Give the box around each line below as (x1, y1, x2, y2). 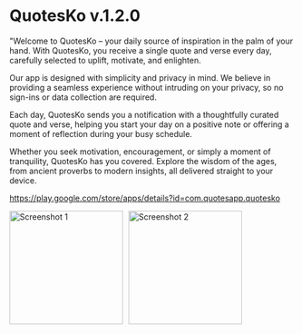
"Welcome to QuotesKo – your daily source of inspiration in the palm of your (9, 35, 293, 46)
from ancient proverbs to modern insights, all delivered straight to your (9, 165, 274, 176)
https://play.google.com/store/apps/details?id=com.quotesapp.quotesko (9, 192, 281, 203)
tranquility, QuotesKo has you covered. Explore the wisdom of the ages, (9, 155, 278, 166)
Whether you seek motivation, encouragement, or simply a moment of (9, 146, 271, 157)
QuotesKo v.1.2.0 (9, 5, 141, 26)
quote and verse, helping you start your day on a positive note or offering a (9, 119, 290, 130)
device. (9, 174, 37, 186)
